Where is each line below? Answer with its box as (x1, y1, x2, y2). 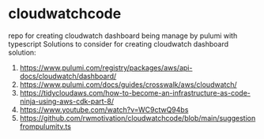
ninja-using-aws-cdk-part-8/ (19, 96, 115, 106)
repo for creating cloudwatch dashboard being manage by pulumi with (8, 31, 238, 40)
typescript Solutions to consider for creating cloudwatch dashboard (8, 39, 229, 48)
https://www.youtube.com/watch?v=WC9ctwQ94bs (19, 104, 189, 115)
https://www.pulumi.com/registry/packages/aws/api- (19, 62, 193, 72)
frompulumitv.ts (19, 122, 71, 131)
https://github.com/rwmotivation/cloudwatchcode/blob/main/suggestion (19, 113, 256, 122)
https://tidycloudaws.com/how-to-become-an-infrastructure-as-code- (19, 88, 251, 97)
